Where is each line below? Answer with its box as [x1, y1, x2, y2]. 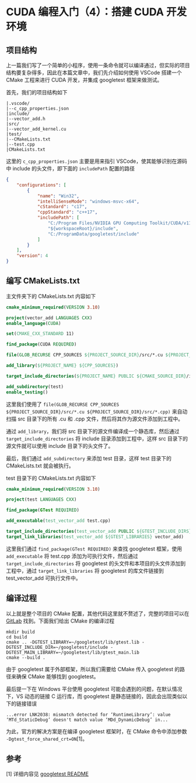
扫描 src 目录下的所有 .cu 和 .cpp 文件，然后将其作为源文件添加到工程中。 [6, 415, 184, 422]
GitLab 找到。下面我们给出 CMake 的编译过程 [6, 617, 115, 624]
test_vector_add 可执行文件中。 [6, 575, 82, 582]
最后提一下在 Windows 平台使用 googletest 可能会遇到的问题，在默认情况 [6, 685, 183, 692]
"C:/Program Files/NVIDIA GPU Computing [47, 220, 148, 226]
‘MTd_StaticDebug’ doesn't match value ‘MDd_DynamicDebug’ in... [6, 717, 168, 723]
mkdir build [6, 629, 35, 635]
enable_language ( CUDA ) [6, 320, 61, 326]
